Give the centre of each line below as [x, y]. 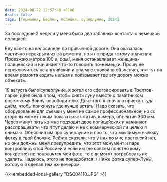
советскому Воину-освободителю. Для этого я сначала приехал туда [79, 101]
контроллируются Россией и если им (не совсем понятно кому [73, 149]
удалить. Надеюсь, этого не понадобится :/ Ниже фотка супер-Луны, [79, 159]
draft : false [19, 15]
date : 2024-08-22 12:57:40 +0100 [40, 10]
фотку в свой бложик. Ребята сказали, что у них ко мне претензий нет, [81, 138]
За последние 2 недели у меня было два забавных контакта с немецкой [82, 34]
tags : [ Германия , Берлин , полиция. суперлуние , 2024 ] [62, 19]
